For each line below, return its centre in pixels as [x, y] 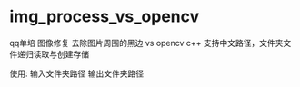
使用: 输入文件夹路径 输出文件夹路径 [76, 73]
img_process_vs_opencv [105, 17]
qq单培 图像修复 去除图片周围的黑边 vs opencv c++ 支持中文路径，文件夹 [146, 43]
